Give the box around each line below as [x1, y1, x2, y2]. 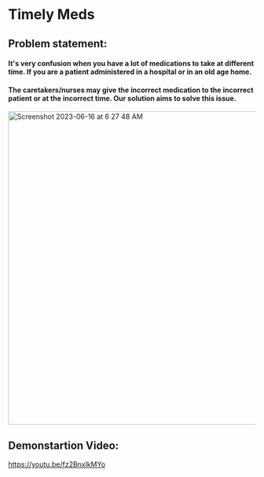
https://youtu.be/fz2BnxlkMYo [8, 460, 106, 469]
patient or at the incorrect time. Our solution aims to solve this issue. [8, 93, 237, 103]
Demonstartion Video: [8, 438, 119, 452]
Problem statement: [8, 37, 108, 50]
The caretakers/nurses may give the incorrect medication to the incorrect [8, 85, 254, 94]
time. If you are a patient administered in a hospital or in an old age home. [8, 67, 252, 76]
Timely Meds [8, 6, 95, 24]
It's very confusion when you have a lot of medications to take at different [8, 59, 254, 68]
